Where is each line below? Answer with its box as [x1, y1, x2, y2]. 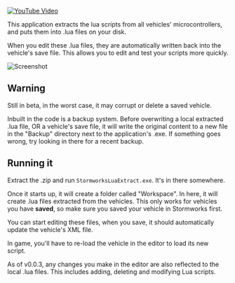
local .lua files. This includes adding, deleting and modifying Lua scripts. [7, 267, 216, 276]
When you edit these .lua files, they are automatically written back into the [7, 41, 222, 49]
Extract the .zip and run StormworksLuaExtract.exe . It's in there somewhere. [7, 176, 226, 184]
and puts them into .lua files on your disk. [7, 28, 127, 36]
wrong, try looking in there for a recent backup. [7, 137, 144, 145]
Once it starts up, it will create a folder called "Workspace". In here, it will [7, 189, 218, 198]
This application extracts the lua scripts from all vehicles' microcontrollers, [7, 20, 222, 28]
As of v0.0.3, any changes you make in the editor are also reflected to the [7, 260, 220, 268]
